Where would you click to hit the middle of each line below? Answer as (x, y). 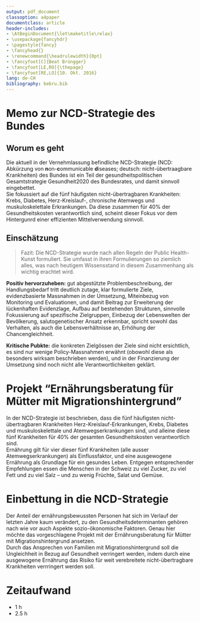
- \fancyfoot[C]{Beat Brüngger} (46, 61)
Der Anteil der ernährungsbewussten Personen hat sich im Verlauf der (92, 515)
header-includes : (28, 28)
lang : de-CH (21, 78)
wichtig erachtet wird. (47, 272)
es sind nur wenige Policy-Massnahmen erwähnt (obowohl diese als (90, 352)
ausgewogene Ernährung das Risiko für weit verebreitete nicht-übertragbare (100, 560)
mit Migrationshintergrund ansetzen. (51, 541)
